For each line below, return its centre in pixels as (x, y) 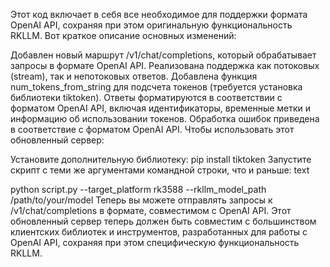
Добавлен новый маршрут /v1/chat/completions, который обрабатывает (163, 55)
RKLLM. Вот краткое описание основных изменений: (123, 35)
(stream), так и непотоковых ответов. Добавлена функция (134, 76)
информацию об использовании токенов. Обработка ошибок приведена (165, 118)
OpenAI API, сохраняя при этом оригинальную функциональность (151, 25)
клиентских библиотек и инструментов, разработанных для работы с (159, 232)
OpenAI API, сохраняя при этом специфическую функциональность (155, 242)
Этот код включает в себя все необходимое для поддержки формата (159, 14)
